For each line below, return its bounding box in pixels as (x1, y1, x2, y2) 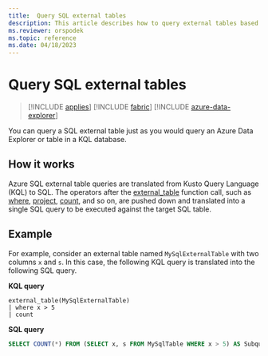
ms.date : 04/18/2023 (8, 42, 77, 49)
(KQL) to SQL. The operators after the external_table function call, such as (8, 187, 252, 196)
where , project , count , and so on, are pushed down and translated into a (8, 196, 246, 205)
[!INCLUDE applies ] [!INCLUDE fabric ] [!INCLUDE (27, 102, 190, 112)
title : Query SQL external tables (8, 11, 127, 20)
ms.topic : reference (8, 34, 77, 42)
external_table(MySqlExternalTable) (8, 296, 130, 304)
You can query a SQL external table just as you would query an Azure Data (8, 126, 254, 136)
